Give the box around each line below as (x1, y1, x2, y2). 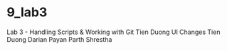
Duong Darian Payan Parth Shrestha (6, 35, 112, 43)
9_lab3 (6, 4, 48, 21)
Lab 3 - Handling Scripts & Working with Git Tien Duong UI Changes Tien (6, 28, 221, 36)
